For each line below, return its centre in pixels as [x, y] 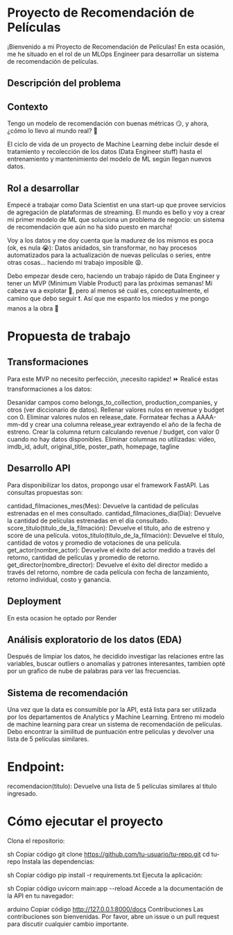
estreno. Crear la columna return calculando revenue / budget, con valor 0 [113, 432]
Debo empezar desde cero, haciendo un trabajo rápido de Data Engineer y [114, 276]
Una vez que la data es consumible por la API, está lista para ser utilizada [112, 710]
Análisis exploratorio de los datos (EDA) [95, 639]
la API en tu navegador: [41, 896]
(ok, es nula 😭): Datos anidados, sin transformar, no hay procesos [102, 247]
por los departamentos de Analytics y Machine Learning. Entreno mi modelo [116, 717]
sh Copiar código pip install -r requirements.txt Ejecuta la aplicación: [105, 875]
